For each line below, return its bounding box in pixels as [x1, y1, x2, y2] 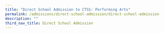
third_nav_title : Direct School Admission [5, 20, 93, 26]
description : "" [5, 16, 38, 21]
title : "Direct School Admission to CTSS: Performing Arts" [5, 7, 131, 12]
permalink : [5, 12, 27, 16]
